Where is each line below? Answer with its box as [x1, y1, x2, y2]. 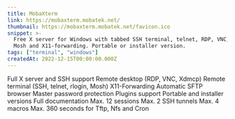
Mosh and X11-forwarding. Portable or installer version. [13, 42, 187, 49]
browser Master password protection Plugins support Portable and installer [7, 89, 224, 97]
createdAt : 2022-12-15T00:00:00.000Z [7, 56, 117, 63]
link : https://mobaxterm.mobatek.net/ [7, 17, 120, 24]
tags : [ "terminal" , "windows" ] [7, 49, 99, 56]
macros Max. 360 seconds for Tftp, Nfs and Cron [7, 104, 149, 112]
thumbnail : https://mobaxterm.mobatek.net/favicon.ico [7, 23, 171, 30]
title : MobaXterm [7, 10, 58, 17]
